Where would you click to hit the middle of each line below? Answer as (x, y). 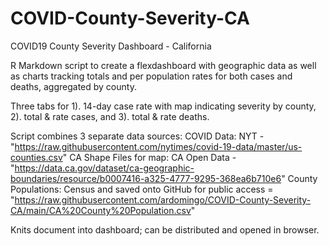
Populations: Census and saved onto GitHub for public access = (142, 189)
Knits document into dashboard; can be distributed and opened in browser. (165, 229)
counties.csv (36, 157)
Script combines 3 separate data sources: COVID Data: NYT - (137, 136)
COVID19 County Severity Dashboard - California (111, 46)
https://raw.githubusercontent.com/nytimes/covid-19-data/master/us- (158, 146)
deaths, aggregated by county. (73, 86)
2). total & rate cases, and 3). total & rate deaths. (110, 116)
